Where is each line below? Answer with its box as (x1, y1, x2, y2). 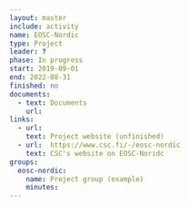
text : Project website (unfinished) (25, 132, 165, 141)
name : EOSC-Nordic (9, 30, 79, 39)
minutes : (25, 183, 59, 192)
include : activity (9, 22, 79, 31)
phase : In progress (9, 56, 84, 65)
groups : (9, 157, 39, 167)
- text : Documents (17, 98, 88, 108)
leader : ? (9, 47, 47, 57)
